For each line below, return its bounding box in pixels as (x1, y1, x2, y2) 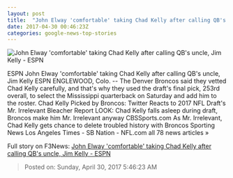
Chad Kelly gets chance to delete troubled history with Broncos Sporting (7, 121, 215, 129)
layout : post (7, 10, 45, 17)
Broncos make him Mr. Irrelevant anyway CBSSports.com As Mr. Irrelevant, (7, 114, 223, 122)
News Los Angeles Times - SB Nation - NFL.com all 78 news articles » (7, 129, 209, 137)
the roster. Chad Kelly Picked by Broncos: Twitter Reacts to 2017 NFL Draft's (7, 99, 226, 108)
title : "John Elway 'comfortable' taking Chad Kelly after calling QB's (7, 17, 227, 24)
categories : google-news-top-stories (7, 29, 117, 37)
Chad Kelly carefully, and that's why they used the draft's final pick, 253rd (7, 84, 220, 92)
